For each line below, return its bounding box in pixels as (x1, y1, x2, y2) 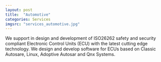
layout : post (5, 7, 33, 13)
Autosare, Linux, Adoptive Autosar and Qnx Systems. (5, 51, 116, 57)
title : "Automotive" (5, 12, 51, 17)
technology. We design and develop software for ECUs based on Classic (5, 46, 156, 52)
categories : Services (5, 17, 51, 22)
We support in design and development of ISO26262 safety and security (5, 35, 156, 41)
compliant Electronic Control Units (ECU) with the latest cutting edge (5, 41, 148, 47)
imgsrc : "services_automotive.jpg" (5, 21, 80, 27)
